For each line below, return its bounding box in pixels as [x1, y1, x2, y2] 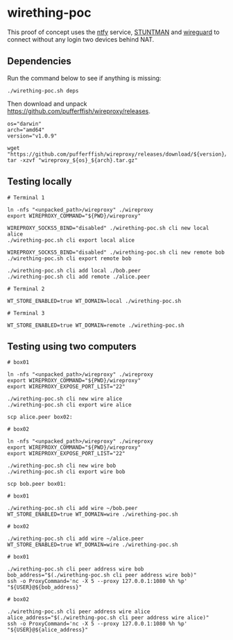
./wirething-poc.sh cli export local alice [7, 236, 135, 244]
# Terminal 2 [7, 285, 45, 293]
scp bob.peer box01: [7, 481, 67, 488]
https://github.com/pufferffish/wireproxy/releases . [7, 106, 151, 115]
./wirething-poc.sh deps [7, 87, 79, 95]
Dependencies [7, 56, 71, 67]
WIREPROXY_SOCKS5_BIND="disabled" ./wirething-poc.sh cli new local [7, 224, 209, 231]
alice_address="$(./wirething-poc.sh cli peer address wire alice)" [7, 614, 209, 621]
